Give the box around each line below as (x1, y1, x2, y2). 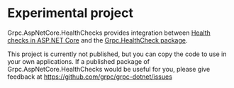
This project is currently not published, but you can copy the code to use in (7, 50, 227, 58)
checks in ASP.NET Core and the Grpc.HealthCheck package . (7, 35, 188, 44)
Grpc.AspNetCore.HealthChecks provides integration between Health (7, 28, 211, 37)
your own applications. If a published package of (7, 57, 150, 65)
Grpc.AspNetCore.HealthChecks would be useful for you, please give (7, 65, 211, 73)
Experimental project (7, 5, 133, 21)
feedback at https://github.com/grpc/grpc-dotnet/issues (7, 72, 172, 81)
